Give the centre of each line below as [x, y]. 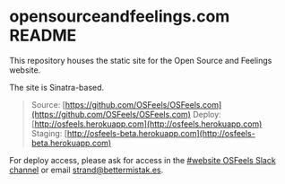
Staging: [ [49, 133]
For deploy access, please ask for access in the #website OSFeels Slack [142, 160]
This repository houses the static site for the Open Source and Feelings [141, 60]
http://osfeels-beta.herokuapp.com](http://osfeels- [161, 133]
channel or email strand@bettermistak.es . [86, 170]
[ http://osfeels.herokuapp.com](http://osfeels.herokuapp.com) [147, 124]
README [43, 35]
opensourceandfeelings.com [120, 17]
